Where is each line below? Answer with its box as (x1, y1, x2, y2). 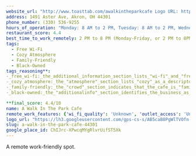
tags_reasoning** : (6, 68, 51, 74)
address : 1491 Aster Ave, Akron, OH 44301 (6, 14, 111, 20)
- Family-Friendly (11, 57, 57, 63)
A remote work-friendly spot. (6, 143, 76, 150)
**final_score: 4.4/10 (6, 100, 61, 106)
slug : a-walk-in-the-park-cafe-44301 (6, 122, 98, 128)
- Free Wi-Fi (11, 47, 43, 52)
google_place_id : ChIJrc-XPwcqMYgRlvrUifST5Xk (6, 127, 121, 133)
